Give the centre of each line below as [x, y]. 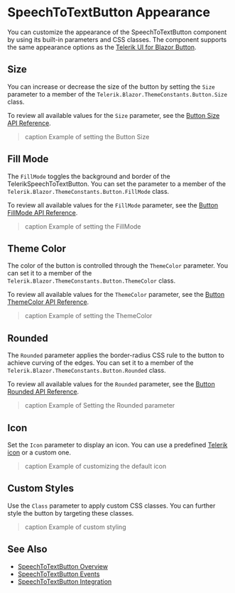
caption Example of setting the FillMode [83, 226]
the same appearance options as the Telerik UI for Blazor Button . [102, 47]
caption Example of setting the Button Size [87, 136]
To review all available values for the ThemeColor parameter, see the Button [116, 295]
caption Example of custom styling [75, 527]
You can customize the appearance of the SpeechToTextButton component [117, 32]
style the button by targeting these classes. [71, 513]
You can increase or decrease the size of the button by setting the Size [111, 87]
